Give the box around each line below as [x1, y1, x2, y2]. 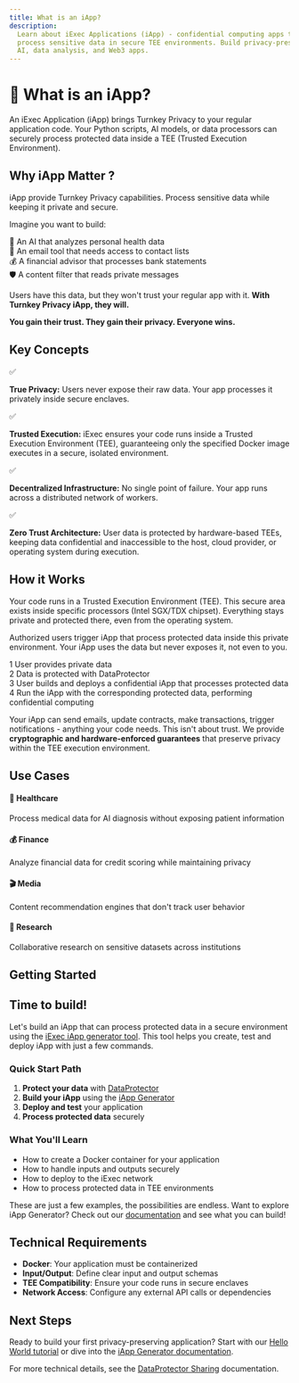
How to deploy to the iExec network [21, 1172, 154, 1183]
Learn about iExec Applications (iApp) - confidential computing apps [17, 29, 285, 38]
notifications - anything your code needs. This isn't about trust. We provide [9, 724, 285, 734]
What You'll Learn [9, 1134, 88, 1147]
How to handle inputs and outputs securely [21, 1164, 181, 1174]
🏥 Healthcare [9, 793, 59, 804]
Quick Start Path [9, 1063, 82, 1075]
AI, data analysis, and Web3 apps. [17, 46, 149, 55]
